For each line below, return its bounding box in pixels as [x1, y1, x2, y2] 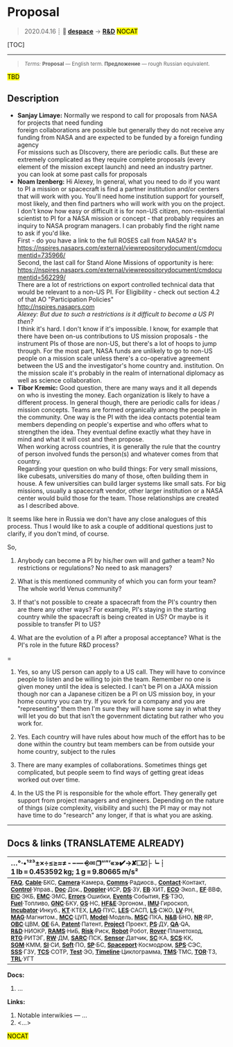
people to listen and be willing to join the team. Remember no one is [17, 675, 212, 683]
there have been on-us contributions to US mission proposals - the [17, 332, 209, 340]
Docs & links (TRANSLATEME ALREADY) [7, 838, 184, 850]
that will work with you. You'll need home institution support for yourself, [17, 192, 225, 200]
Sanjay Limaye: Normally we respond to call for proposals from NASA [17, 111, 218, 119]
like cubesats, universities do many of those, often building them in [17, 472, 209, 480]
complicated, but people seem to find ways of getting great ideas [17, 768, 205, 776]
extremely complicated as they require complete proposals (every [17, 155, 206, 164]
